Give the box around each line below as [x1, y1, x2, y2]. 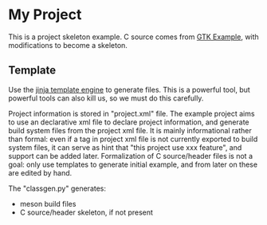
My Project [8, 6, 82, 24]
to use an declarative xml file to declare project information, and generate [8, 117, 249, 127]
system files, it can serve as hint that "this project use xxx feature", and [8, 142, 242, 152]
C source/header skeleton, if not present [19, 207, 154, 217]
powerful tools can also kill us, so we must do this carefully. [8, 93, 204, 103]
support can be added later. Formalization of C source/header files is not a [8, 151, 253, 160]
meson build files [19, 199, 77, 208]
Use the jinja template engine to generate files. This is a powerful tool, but [8, 85, 251, 94]
